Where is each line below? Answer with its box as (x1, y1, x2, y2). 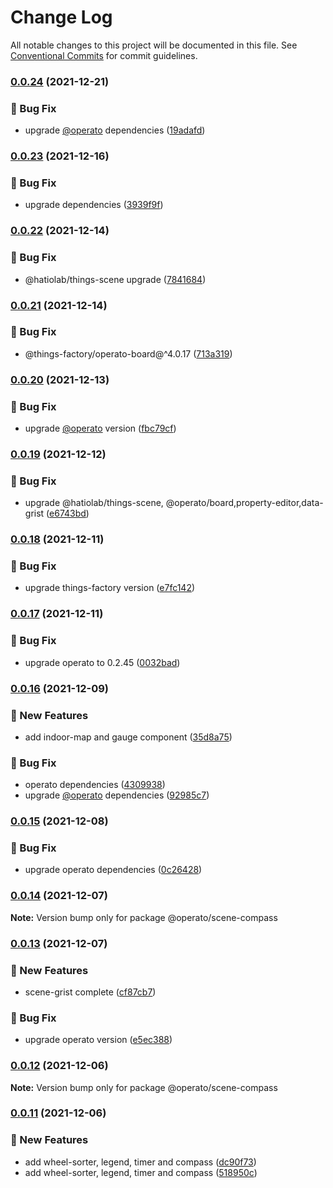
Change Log (10, 6, 113, 29)
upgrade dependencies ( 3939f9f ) (24, 199, 164, 211)
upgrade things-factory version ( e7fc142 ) (24, 582, 196, 594)
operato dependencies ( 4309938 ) (24, 779, 166, 791)
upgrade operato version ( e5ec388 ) (24, 1034, 173, 1046)
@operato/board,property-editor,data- (165, 497, 324, 509)
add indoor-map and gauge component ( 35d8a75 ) (24, 731, 233, 743)
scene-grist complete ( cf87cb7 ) (24, 986, 157, 998)
